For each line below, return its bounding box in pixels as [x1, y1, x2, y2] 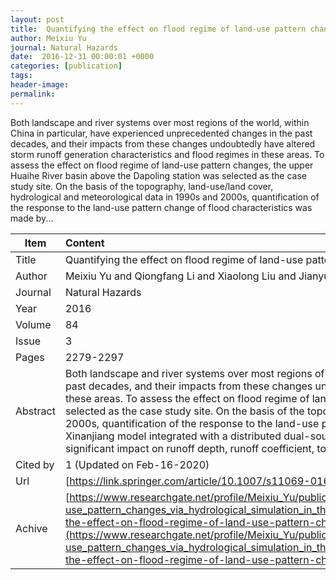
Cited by [15, 457, 55, 471]
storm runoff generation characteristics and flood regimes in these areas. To [10, 148, 325, 160]
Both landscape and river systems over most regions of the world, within [10, 116, 310, 128]
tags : [10, 71, 33, 81]
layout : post [10, 14, 65, 25]
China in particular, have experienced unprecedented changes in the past [10, 127, 313, 139]
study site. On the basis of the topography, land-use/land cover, [10, 180, 274, 192]
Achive [15, 521, 48, 535]
